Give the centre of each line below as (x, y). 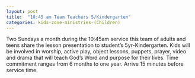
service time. (22, 70)
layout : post (22, 11)
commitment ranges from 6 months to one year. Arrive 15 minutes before (95, 64)
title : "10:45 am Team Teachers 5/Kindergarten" (69, 17)
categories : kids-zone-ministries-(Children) (63, 22)
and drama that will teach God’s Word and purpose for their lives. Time (92, 58)
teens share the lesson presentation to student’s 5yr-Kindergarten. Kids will (98, 45)
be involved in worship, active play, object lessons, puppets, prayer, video (96, 52)
